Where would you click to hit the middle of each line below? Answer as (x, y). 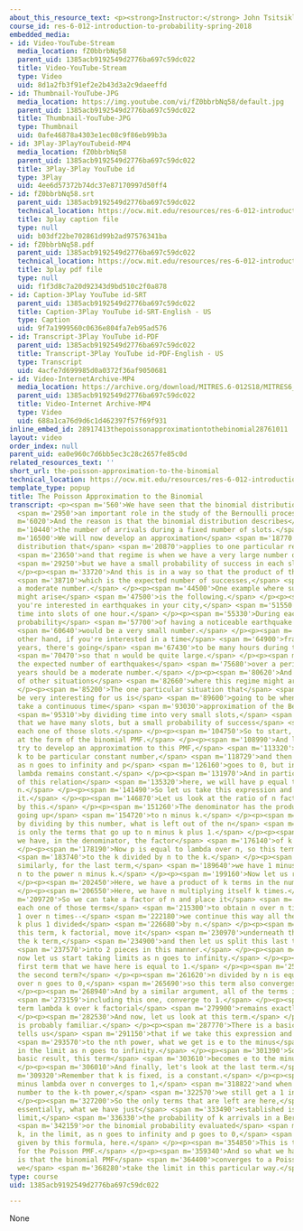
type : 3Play (40, 177)
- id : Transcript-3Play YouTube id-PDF (84, 337)
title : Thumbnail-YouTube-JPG (74, 118)
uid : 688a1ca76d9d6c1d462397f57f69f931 (92, 421)
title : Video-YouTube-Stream (72, 69)
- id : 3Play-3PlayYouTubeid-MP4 (70, 144)
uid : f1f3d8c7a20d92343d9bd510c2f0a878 (92, 286)
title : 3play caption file (68, 219)
